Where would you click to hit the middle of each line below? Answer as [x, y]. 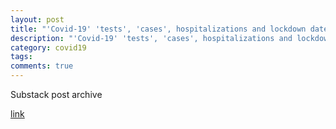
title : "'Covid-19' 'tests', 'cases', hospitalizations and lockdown [158, 29]
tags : [21, 57]
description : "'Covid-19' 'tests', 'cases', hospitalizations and [151, 38]
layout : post [37, 19]
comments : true [42, 66]
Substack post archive [56, 94]
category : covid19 [48, 47]
